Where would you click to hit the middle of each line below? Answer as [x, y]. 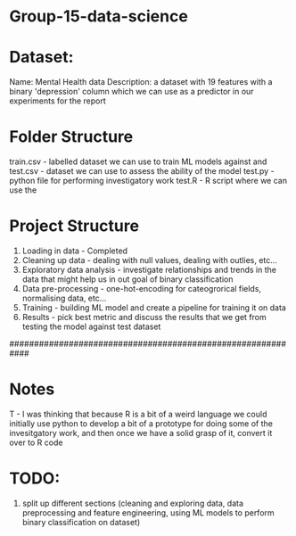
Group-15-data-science [99, 16]
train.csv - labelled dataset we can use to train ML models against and [138, 161]
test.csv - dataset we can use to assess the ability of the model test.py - [142, 171]
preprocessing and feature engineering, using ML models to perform [148, 512]
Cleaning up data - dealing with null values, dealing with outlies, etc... [150, 260]
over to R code [36, 442]
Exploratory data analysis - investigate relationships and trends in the [149, 270]
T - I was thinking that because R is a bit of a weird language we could [138, 414]
